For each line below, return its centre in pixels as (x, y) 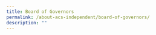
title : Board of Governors (40, 12)
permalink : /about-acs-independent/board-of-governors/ (78, 17)
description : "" (27, 23)
